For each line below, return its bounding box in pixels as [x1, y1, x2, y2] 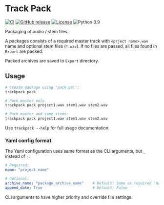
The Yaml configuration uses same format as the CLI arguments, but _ [5, 148, 146, 154]
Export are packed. [5, 48, 43, 54]
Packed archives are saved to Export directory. [5, 58, 99, 63]
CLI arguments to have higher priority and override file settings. [5, 194, 133, 200]
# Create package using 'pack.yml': [5, 85, 80, 90]
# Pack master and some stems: [5, 112, 69, 117]
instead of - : [5, 153, 30, 159]
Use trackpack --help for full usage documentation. [5, 125, 110, 131]
